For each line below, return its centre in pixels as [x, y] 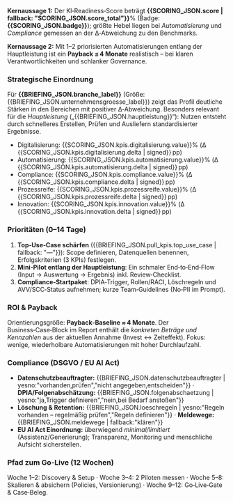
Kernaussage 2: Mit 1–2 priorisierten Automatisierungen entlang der [105, 46]
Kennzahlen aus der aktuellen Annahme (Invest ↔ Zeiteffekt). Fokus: [107, 337]
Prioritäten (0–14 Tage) [47, 230]
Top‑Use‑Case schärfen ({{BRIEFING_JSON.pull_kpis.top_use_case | [117, 245]
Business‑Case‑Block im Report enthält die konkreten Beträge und [102, 330]
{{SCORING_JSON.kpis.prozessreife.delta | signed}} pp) [97, 197]
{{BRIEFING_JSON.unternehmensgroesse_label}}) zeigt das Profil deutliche [115, 102]
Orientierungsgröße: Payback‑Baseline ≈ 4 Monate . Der [88, 322]
